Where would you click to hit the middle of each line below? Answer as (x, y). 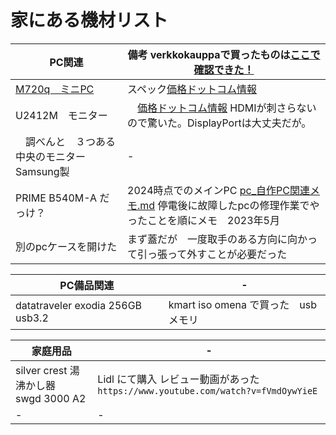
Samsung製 (42, 171)
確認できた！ (224, 69)
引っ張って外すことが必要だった (212, 254)
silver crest (41, 370)
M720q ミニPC (55, 89)
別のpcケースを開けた (66, 246)
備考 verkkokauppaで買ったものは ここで (224, 54)
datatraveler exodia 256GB (79, 305)
